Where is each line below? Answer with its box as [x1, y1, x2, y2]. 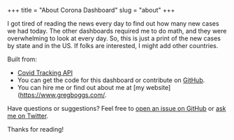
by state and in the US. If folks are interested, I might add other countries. [7, 42, 219, 49]
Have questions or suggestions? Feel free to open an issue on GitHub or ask [7, 104, 226, 112]
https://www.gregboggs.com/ [20, 91, 105, 99]
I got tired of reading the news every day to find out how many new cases [7, 20, 219, 27]
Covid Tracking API [17, 69, 73, 77]
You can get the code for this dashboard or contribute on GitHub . [17, 76, 205, 84]
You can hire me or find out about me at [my [17, 84, 145, 91]
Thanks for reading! [7, 125, 64, 133]
